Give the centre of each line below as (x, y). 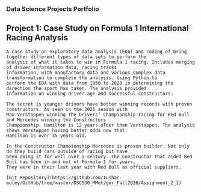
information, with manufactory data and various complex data (86, 73)
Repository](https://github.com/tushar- (71, 178)
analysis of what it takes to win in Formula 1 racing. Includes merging (101, 62)
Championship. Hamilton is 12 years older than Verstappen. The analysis (101, 125)
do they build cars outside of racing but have (67, 151)
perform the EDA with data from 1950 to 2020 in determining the (90, 83)
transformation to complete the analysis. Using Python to (82, 78)
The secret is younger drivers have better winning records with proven (99, 104)
